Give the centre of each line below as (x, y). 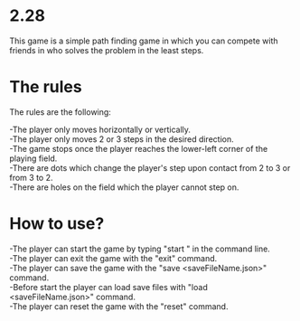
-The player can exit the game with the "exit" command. (113, 258)
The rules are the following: (60, 112)
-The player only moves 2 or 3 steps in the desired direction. (122, 139)
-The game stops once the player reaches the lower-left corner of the (139, 148)
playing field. (33, 158)
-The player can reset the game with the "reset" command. (119, 306)
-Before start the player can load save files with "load (108, 287)
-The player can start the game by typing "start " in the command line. (140, 249)
